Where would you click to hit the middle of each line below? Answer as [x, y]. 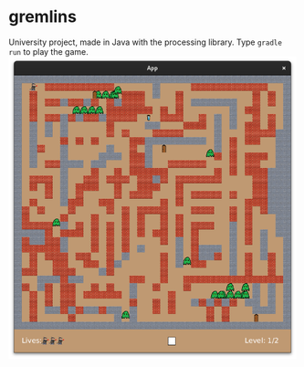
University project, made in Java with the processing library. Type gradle [145, 42]
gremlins [42, 17]
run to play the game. [48, 51]
